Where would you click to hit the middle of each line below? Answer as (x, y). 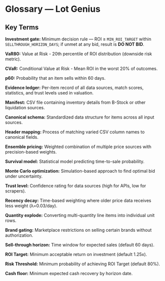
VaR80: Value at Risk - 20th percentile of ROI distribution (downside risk (79, 54)
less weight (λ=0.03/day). (31, 206)
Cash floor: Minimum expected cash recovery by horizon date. (69, 273)
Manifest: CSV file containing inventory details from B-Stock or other (75, 102)
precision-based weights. (31, 152)
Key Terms (22, 27)
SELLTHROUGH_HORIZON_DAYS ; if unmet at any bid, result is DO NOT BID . (75, 44)
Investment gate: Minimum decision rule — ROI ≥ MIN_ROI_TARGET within (78, 39)
